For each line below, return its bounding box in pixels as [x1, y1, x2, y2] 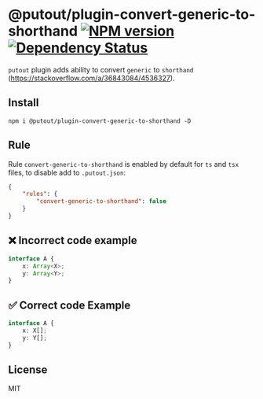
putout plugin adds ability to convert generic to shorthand [8, 65, 194, 74]
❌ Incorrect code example [8, 234, 137, 247]
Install [8, 96, 39, 109]
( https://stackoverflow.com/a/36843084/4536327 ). [8, 73, 175, 83]
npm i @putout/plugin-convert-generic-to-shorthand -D [8, 116, 192, 125]
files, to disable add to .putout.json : [8, 168, 126, 177]
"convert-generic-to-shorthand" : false [36, 198, 167, 205]
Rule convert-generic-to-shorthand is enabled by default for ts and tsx [8, 159, 239, 168]
